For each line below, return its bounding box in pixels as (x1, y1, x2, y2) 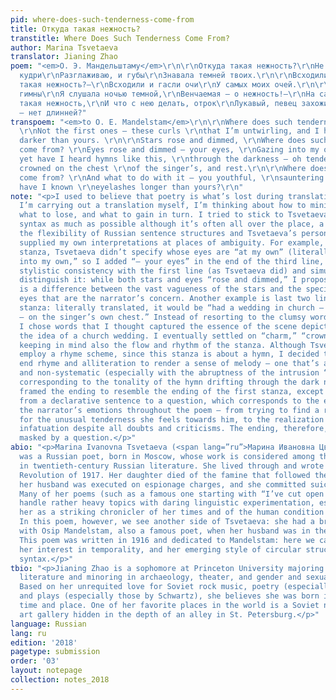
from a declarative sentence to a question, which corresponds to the (19, 396, 320, 406)
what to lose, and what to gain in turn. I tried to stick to (19, 210, 284, 220)
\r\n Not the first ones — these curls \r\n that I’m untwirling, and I (19, 126, 320, 136)
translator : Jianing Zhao (10, 52, 118, 62)
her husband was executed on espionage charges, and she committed (19, 479, 307, 490)
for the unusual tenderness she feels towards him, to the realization (19, 414, 325, 425)
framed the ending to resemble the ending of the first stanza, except (19, 386, 325, 396)
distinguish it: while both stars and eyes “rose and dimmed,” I (19, 275, 298, 285)
